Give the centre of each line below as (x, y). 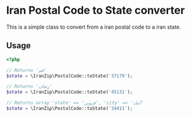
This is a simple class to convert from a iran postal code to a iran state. (94, 27)
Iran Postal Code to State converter (95, 10)
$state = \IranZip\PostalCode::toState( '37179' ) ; (70, 76)
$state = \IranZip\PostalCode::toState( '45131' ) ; (70, 92)
